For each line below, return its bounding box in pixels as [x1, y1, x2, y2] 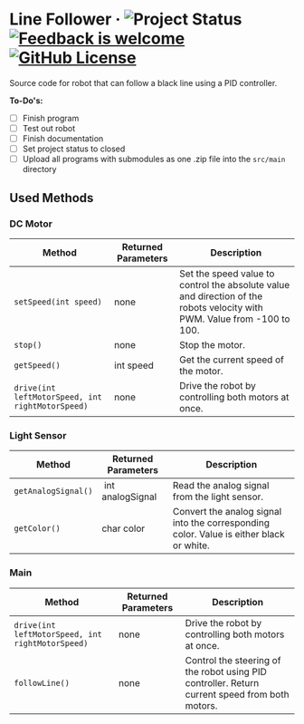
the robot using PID [185, 665, 267, 678]
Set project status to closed [22, 143, 126, 154]
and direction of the [179, 290, 263, 303]
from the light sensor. [172, 490, 264, 503]
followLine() [14, 678, 71, 688]
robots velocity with [179, 301, 264, 314]
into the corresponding [172, 516, 270, 529]
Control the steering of [185, 653, 281, 666]
